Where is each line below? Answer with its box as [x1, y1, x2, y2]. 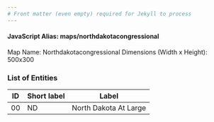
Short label [27, 91, 65, 101]
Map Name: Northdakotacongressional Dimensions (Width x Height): [7, 47, 208, 56]
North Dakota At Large [72, 103, 147, 113]
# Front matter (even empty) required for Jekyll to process [7, 10, 192, 18]
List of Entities [7, 73, 58, 83]
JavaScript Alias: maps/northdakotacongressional [7, 32, 159, 41]
